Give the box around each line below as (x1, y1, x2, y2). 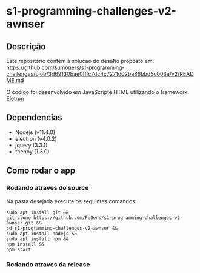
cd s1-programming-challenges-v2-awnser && (6, 225, 118, 231)
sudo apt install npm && (6, 235, 69, 242)
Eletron (6, 95, 24, 102)
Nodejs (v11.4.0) (15, 129, 56, 136)
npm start (6, 246, 32, 252)
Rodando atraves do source (6, 184, 89, 192)
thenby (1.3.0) (15, 147, 50, 155)
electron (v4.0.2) (15, 135, 58, 142)
